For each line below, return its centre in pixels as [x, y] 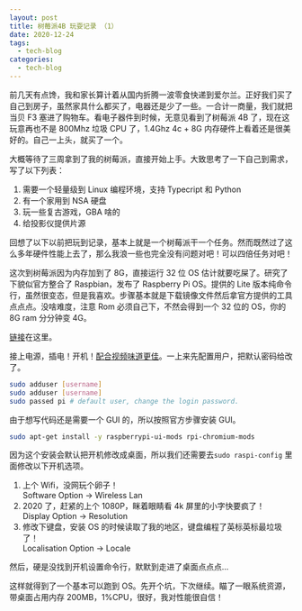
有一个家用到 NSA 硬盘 [64, 200]
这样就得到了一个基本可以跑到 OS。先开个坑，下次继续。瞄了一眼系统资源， [150, 586]
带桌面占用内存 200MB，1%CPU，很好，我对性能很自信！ [116, 597]
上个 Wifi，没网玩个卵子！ [70, 485]
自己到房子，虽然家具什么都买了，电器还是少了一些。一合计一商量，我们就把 [151, 105]
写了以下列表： [37, 170]
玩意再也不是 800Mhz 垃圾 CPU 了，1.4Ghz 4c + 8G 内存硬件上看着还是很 [146, 128]
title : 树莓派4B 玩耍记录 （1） [64, 26]
